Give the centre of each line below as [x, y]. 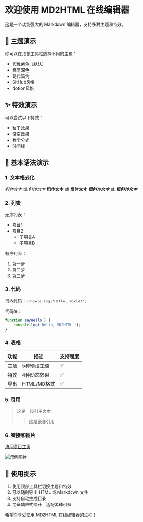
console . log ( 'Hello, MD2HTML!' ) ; [47, 325]
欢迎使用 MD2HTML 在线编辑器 [67, 10]
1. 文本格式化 [20, 177]
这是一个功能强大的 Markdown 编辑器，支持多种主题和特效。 [65, 24]
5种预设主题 [36, 365]
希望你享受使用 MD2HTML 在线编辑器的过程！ [51, 515]
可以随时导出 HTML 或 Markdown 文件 [50, 492]
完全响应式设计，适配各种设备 [42, 505]
